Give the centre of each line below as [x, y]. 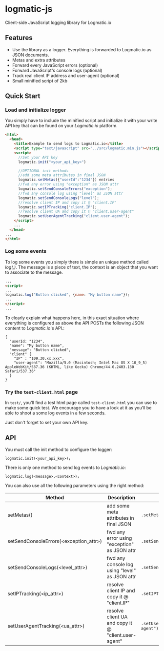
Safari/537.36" [20, 371]
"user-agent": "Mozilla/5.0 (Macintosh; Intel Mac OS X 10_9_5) [81, 363]
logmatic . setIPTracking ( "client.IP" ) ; [57, 207]
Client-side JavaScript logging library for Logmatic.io [58, 22]
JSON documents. [31, 55]
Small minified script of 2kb [40, 81]
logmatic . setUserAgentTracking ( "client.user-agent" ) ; [74, 216]
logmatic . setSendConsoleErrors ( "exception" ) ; [65, 189]
